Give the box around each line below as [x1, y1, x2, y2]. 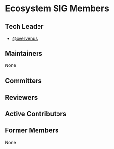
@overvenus [12, 35, 38, 41]
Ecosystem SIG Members [5, 3, 110, 14]
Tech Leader [5, 22, 44, 31]
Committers [5, 77, 42, 85]
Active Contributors [5, 109, 67, 118]
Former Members [5, 127, 59, 135]
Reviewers [5, 93, 38, 102]
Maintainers [5, 49, 43, 58]
